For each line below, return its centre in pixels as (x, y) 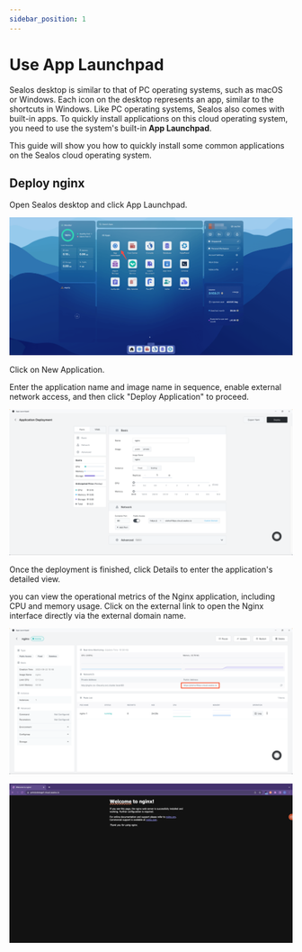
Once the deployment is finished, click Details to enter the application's (141, 569)
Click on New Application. (57, 369)
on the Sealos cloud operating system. (80, 155)
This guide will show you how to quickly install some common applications (147, 145)
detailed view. (35, 579)
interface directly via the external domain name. (98, 615)
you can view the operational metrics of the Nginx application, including (142, 596)
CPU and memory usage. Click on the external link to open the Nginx (137, 606)
